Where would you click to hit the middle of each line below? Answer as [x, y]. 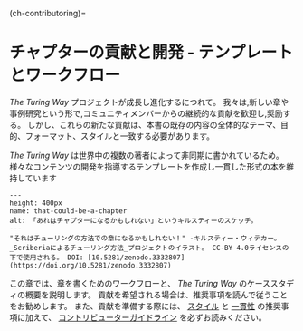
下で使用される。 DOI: [47, 258]
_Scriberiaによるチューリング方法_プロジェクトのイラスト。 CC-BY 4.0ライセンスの [149, 248]
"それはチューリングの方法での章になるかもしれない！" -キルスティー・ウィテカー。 [145, 238]
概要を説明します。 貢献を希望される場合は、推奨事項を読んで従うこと [156, 295]
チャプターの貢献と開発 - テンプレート [151, 53]
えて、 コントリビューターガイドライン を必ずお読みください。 [150, 317]
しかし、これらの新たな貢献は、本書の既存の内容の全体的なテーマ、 [154, 124]
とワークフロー [65, 75]
